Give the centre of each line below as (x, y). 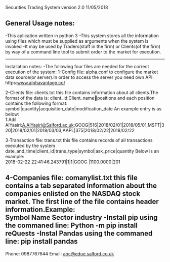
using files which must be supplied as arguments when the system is (77, 41)
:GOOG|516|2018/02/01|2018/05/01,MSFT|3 (119, 125)
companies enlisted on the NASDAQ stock (73, 194)
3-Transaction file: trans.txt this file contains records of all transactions (79, 140)
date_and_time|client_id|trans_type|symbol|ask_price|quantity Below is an (82, 151)
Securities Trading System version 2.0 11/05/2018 (57, 7)
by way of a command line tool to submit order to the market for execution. (83, 52)
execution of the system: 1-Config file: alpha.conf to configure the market (82, 72)
